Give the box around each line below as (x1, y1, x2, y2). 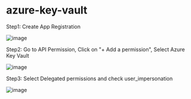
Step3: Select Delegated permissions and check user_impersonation (6, 75, 173, 82)
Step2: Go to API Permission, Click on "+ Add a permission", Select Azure (6, 45, 185, 53)
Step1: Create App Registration (6, 23, 81, 30)
